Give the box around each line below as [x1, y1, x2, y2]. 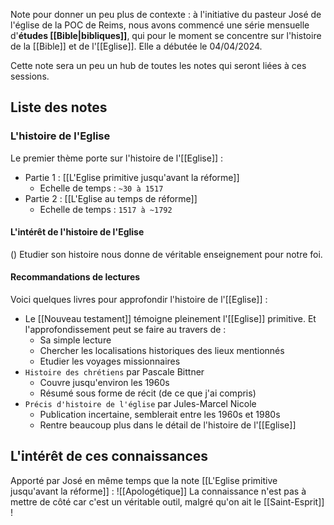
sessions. [10, 70, 50, 82]
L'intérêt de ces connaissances [10, 448, 209, 465]
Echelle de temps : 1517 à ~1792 [39, 203, 173, 215]
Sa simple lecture [39, 334, 112, 346]
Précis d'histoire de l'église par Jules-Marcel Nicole [24, 398, 257, 410]
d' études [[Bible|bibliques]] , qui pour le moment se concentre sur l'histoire [10, 30, 322, 41]
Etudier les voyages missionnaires [39, 355, 181, 368]
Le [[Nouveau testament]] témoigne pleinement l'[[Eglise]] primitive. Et [24, 313, 317, 325]
